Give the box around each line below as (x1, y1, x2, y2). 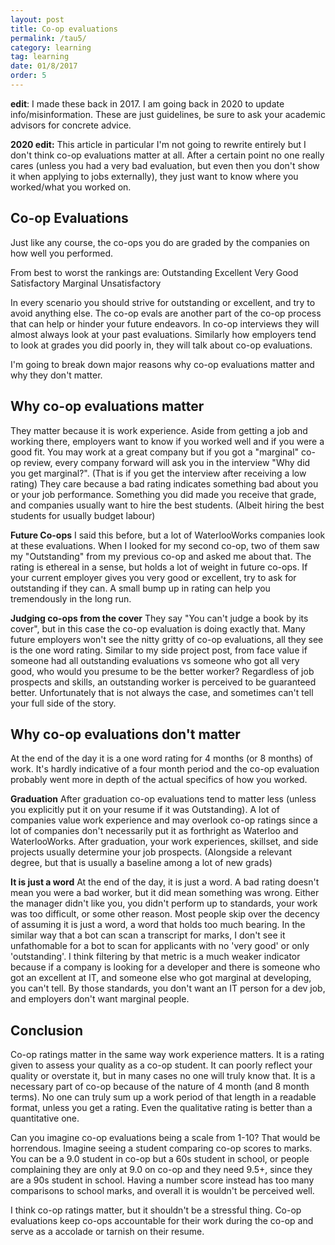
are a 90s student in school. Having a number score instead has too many (10, 1174, 315, 1186)
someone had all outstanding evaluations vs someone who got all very (10, 654, 300, 666)
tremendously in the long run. (10, 592, 132, 605)
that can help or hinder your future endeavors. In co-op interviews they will (10, 317, 320, 330)
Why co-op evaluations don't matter (10, 726, 241, 743)
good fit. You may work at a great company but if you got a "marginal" (10, 446, 300, 458)
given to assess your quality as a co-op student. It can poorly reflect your (10, 1059, 313, 1071)
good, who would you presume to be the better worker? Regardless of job (10, 665, 315, 677)
